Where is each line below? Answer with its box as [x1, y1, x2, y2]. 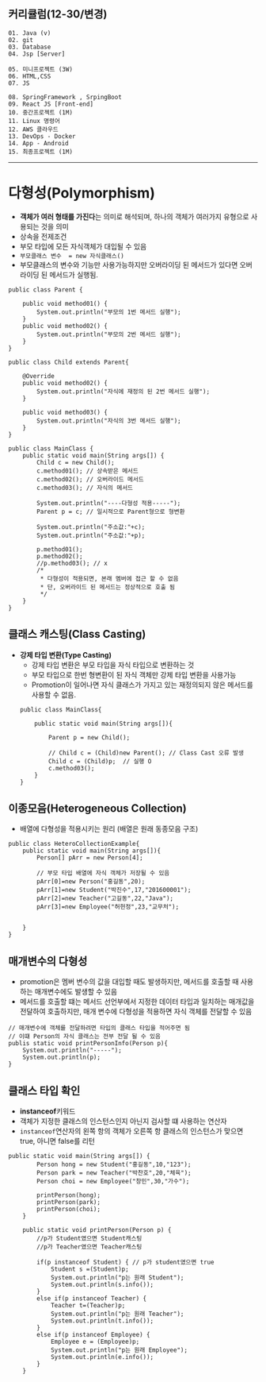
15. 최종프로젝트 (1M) [8, 148, 74, 156]
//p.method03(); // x [36, 559, 108, 567]
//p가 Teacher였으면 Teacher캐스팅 [36, 1243, 142, 1251]
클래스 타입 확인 [8, 1083, 81, 1098]
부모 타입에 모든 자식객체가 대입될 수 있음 [19, 241, 147, 251]
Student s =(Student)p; [50, 1265, 129, 1273]
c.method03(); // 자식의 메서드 [36, 484, 133, 492]
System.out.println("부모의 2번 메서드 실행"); [36, 330, 182, 338]
